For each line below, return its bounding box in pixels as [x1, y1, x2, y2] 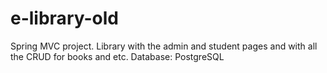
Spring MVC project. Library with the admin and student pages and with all [10, 40, 318, 52]
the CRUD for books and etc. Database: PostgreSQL [10, 50, 225, 62]
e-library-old [10, 7, 119, 30]
